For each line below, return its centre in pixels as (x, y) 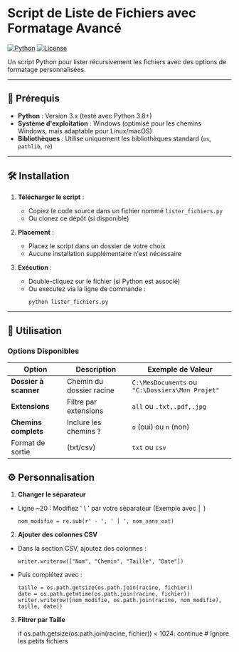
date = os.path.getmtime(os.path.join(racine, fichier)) (104, 594)
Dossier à (27, 382)
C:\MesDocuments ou (165, 382)
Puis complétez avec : (50, 574)
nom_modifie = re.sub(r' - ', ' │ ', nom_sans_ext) (96, 521)
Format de (28, 443)
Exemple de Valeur (180, 370)
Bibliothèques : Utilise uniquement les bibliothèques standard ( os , (115, 138)
